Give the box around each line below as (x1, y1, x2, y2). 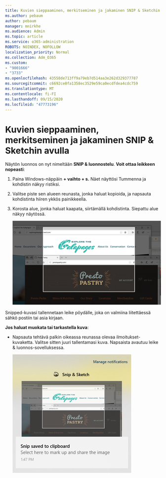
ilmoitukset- (116, 334, 141, 340)
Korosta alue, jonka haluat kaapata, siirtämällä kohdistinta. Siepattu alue (12, 206, 159, 212)
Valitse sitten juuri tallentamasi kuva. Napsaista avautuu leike (35, 339, 159, 345)
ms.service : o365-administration (5, 40, 74, 45)
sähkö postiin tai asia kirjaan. (5, 315, 64, 321)
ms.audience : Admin (5, 29, 45, 34)
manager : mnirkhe (5, 24, 41, 29)
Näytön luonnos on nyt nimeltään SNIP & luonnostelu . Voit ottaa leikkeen (5, 161, 155, 167)
